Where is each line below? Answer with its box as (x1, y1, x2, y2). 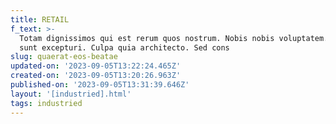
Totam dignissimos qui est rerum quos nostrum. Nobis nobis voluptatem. (19, 33, 329, 43)
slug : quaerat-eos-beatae (10, 52, 118, 62)
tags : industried (10, 98, 83, 108)
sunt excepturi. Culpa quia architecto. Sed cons (19, 42, 230, 53)
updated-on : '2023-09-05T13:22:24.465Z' (10, 61, 182, 71)
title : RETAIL (10, 14, 70, 25)
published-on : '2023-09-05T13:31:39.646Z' (10, 80, 190, 90)
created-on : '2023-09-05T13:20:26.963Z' (10, 71, 182, 81)
